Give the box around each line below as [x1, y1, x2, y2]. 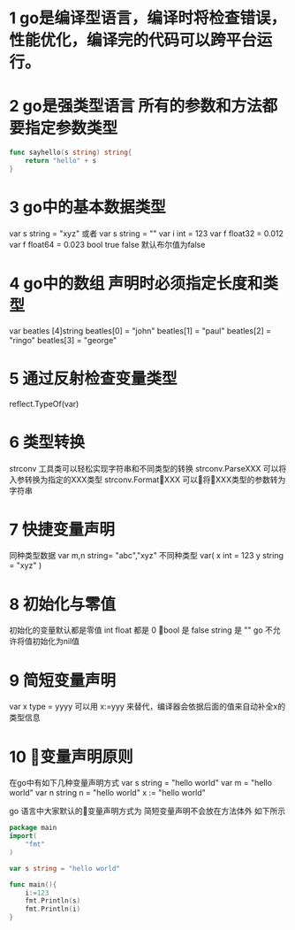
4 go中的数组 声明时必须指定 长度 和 [9, 273, 263, 293]
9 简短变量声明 [9, 670, 117, 690]
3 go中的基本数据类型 [9, 196, 166, 217]
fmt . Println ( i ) [25, 904, 81, 914]
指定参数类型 [25, 119, 118, 138]
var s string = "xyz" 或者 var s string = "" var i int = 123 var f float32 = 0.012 [9, 227, 284, 239]
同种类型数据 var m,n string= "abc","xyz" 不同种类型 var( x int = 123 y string [9, 550, 284, 561]
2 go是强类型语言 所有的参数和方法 [9, 96, 262, 116]
